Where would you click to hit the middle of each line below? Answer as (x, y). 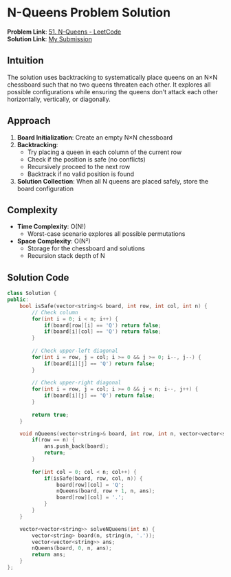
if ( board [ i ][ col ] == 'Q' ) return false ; (102, 331)
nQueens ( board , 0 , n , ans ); (72, 548)
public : (18, 300)
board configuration (45, 188)
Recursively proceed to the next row (79, 166)
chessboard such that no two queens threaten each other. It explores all (109, 85)
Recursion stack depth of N (66, 256)
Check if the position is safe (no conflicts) (86, 159)
